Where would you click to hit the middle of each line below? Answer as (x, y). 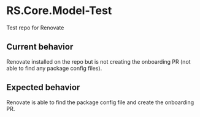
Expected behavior (43, 87)
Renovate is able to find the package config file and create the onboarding (100, 102)
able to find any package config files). (54, 68)
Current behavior (40, 47)
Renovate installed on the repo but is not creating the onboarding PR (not (99, 61)
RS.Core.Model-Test (59, 11)
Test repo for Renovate (35, 28)
